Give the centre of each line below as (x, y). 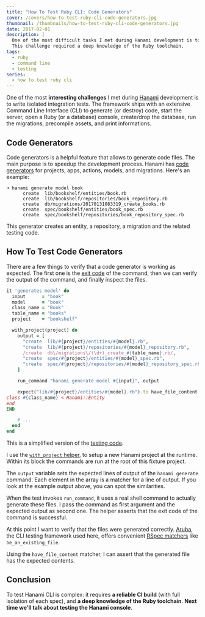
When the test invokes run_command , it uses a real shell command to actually (101, 498)
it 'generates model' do (38, 291)
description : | (26, 35)
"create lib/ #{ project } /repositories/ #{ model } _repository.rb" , (106, 347)
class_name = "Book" (38, 308)
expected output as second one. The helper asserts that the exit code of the (102, 511)
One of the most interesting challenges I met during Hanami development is (103, 98)
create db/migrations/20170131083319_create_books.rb (94, 204)
